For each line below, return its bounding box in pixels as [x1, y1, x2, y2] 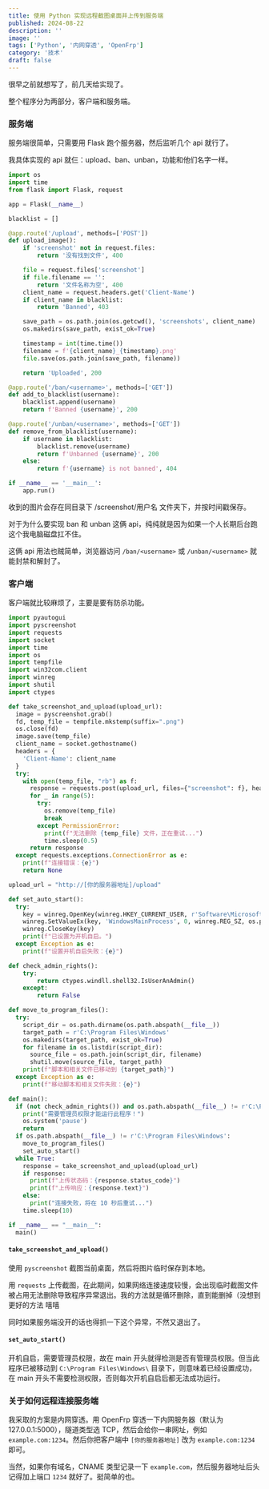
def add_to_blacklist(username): [8, 391, 120, 399]
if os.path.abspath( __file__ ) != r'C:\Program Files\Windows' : [15, 1132, 231, 1141]
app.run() [22, 487, 56, 495]
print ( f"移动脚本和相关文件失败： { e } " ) [22, 1080, 142, 1089]
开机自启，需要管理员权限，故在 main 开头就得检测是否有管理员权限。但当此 [8, 1354, 260, 1363]
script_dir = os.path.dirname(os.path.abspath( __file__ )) [22, 1021, 220, 1029]
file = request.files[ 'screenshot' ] [22, 266, 146, 275]
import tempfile [8, 658, 62, 667]
